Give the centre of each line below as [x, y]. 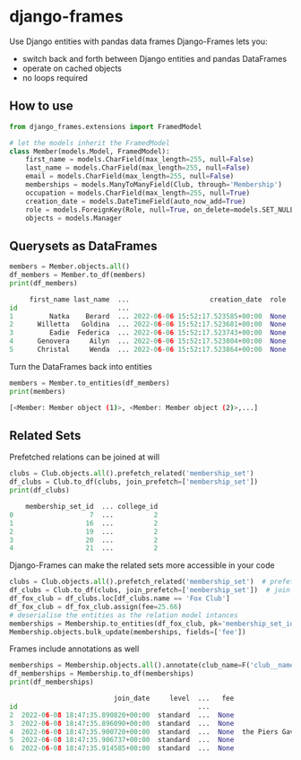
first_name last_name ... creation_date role [158, 299]
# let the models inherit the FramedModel [90, 143]
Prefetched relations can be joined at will [84, 457]
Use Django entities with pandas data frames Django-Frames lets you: [138, 41]
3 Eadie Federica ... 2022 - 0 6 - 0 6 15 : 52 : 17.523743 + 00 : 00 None [148, 333]
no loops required [55, 77]
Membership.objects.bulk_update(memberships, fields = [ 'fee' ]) [128, 632]
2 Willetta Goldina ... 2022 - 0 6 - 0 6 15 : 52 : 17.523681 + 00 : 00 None [148, 325]
